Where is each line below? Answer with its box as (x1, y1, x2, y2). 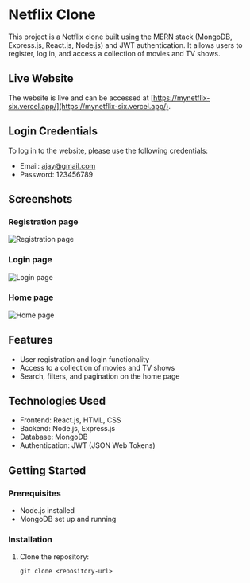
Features (8, 333, 53, 347)
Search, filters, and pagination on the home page (19, 371, 180, 381)
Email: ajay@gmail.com (19, 161, 96, 170)
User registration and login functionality (19, 354, 150, 363)
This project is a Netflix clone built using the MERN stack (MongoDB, (8, 32, 233, 41)
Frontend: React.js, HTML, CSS (19, 415, 121, 425)
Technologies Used (8, 394, 106, 408)
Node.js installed (19, 506, 75, 515)
